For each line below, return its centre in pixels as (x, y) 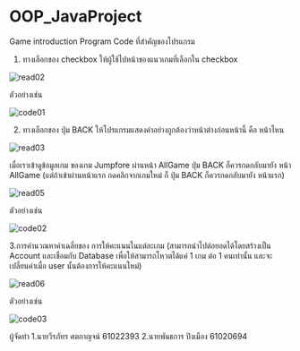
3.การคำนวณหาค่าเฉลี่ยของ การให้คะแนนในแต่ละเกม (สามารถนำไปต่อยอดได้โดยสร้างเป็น (140, 245)
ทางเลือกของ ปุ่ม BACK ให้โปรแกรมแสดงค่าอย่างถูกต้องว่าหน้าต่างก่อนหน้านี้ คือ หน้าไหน (153, 129)
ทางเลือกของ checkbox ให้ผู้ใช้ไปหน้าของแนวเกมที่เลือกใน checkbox (130, 59)
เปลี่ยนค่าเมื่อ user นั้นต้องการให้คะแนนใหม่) (76, 265)
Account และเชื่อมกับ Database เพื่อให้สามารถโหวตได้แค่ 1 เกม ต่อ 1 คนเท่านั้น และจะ (141, 255)
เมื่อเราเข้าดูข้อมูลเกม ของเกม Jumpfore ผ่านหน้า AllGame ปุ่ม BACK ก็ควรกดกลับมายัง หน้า (150, 165)
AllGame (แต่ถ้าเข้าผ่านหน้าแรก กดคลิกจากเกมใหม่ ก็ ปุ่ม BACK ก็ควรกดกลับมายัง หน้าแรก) (147, 175)
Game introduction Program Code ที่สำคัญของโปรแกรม (102, 41)
